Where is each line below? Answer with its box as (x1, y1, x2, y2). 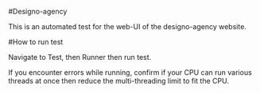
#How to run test (8, 37, 64, 46)
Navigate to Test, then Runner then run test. (8, 53, 152, 61)
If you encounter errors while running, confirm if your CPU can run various (8, 68, 252, 77)
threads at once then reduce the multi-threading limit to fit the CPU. (8, 76, 229, 85)
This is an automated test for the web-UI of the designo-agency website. (8, 22, 246, 31)
